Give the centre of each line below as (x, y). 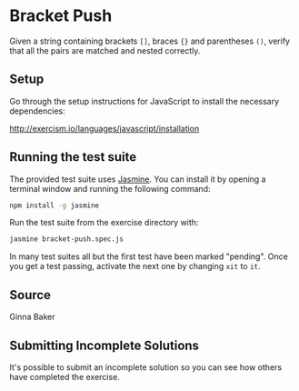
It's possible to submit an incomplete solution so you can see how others (146, 367)
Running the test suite (73, 157)
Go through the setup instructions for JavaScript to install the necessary (145, 101)
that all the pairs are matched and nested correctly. (105, 50)
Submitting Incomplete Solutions (105, 345)
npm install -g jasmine (55, 206)
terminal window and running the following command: (110, 188)
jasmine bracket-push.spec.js (67, 239)
